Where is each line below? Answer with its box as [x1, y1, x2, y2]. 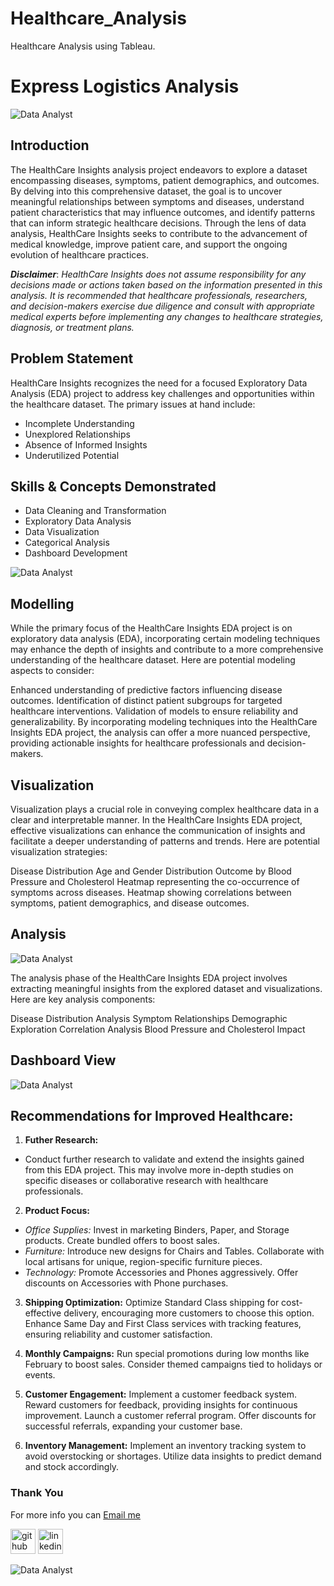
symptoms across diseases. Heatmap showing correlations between [10, 886, 292, 898]
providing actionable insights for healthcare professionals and [10, 737, 265, 749]
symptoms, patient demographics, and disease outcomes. [10, 897, 250, 909]
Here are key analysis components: [10, 993, 156, 1005]
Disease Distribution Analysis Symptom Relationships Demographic [10, 1012, 288, 1024]
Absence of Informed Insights [24, 438, 148, 451]
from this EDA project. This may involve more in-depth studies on [24, 1164, 294, 1176]
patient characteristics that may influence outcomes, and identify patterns [10, 206, 316, 218]
